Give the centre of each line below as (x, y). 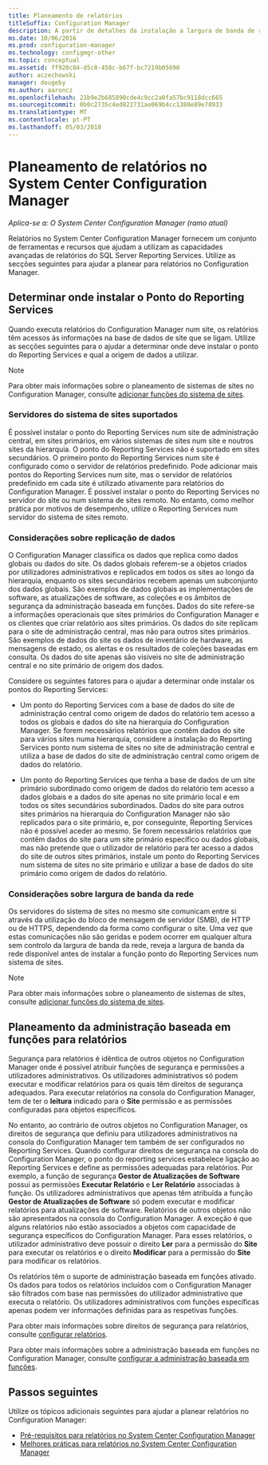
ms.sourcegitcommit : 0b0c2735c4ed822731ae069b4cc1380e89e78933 (116, 105)
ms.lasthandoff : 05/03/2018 (55, 127)
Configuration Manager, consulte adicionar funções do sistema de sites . (127, 394)
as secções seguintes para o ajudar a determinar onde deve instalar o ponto (134, 346)
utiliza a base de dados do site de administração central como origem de (140, 756)
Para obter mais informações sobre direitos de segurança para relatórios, (129, 1326)
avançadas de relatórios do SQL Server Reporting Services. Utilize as (122, 255)
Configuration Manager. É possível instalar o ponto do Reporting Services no (134, 492)
